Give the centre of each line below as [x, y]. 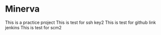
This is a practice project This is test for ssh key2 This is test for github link [80, 22]
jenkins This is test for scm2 [34, 27]
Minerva [23, 9]
